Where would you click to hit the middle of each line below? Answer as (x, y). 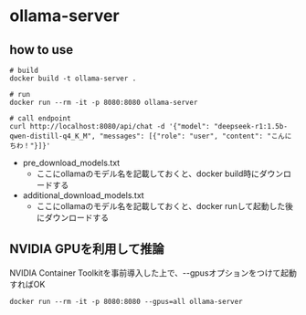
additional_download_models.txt (83, 195)
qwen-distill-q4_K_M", (53, 136)
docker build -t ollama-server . (73, 79)
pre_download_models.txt (71, 163)
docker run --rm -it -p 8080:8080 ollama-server (104, 102)
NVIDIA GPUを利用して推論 (87, 249)
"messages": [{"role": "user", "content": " (185, 136)
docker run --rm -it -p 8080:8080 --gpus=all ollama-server (127, 301)
